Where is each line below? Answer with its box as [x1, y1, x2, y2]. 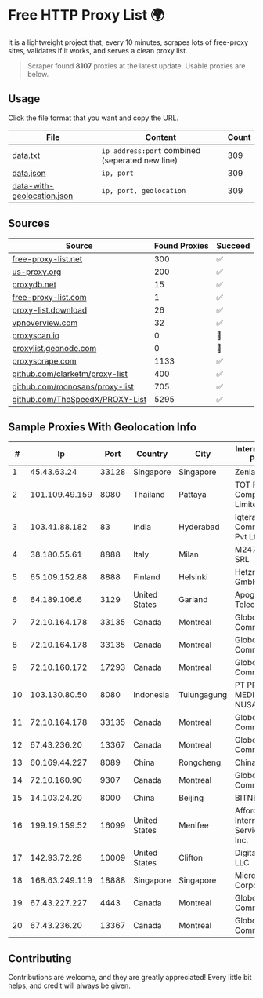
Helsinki [178, 572, 209, 583]
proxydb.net [12, 279, 57, 290]
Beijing [178, 792, 204, 803]
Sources [8, 217, 50, 230]
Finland [132, 572, 160, 583]
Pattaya [178, 489, 207, 500]
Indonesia [132, 689, 170, 700]
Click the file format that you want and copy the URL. [8, 113, 178, 122]
